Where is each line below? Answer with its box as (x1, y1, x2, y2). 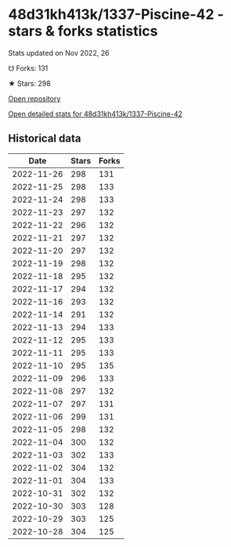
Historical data (8, 132, 81, 145)
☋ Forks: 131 (8, 63, 49, 72)
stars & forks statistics (8, 22, 158, 40)
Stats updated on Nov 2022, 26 (8, 48, 110, 57)
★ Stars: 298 (8, 79, 51, 88)
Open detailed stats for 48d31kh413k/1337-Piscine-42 (8, 108, 182, 119)
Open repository (8, 94, 61, 103)
